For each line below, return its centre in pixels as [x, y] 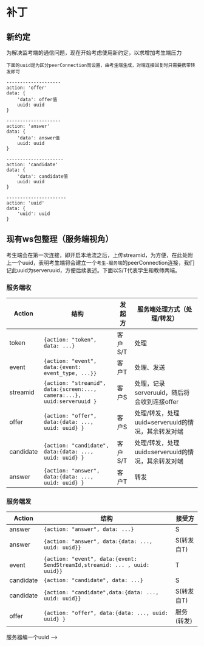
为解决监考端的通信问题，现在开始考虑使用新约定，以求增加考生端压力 [94, 53]
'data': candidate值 [43, 177]
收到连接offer [160, 402]
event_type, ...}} [70, 373]
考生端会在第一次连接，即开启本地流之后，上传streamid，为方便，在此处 [97, 255]
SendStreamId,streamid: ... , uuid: [97, 565]
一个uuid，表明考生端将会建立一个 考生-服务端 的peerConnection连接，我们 [103, 262]
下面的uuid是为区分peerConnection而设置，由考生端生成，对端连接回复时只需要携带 [99, 65]
